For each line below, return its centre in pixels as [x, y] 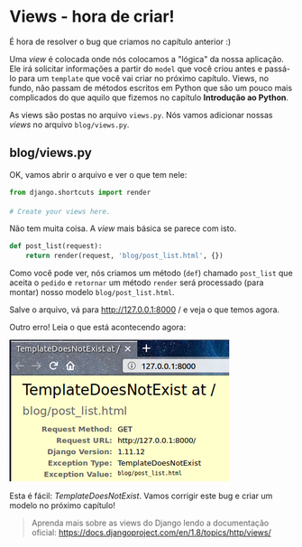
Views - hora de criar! [92, 17]
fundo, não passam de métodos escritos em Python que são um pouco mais [151, 88]
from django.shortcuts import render [80, 192]
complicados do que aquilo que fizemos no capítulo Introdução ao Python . [149, 97]
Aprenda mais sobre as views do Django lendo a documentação [150, 523]
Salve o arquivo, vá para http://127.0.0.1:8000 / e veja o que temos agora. [145, 310]
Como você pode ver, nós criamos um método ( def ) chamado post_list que [151, 273]
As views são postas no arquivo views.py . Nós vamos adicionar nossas [141, 115]
